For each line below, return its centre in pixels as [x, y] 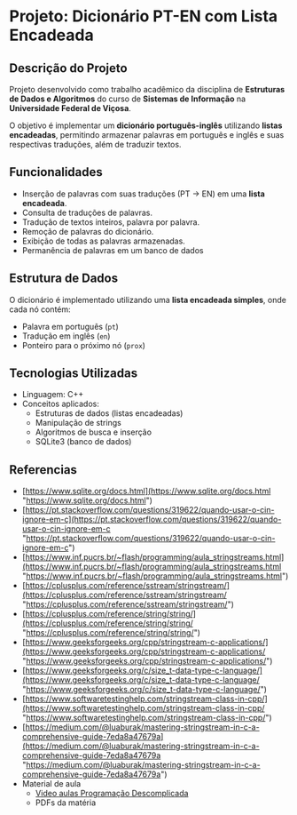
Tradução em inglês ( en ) [66, 336]
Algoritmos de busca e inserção [94, 432]
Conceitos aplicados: [61, 404]
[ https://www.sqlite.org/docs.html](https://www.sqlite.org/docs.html [146, 491]
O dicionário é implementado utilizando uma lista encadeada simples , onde [148, 300]
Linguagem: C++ [53, 395]
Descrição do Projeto [68, 68]
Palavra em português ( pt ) [70, 326]
